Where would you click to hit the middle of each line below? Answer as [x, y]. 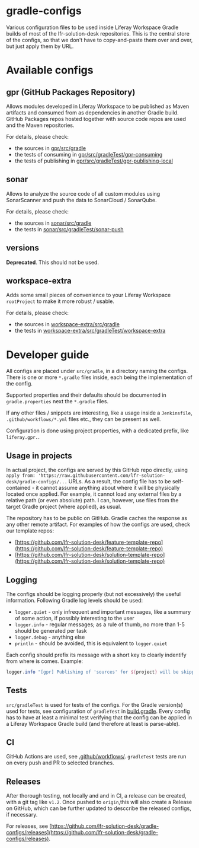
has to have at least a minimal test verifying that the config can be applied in [99, 717]
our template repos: [30, 531]
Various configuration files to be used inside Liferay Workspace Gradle [92, 27]
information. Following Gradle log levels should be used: [75, 600]
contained [18, 488]
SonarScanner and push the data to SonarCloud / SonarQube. [81, 200]
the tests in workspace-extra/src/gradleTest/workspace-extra [90, 331]
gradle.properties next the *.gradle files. [57, 401]
